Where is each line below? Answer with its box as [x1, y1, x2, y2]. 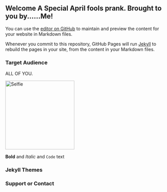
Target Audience [5, 59, 47, 66]
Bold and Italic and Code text [5, 154, 65, 160]
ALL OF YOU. [5, 71, 33, 77]
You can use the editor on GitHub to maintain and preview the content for [5, 25, 159, 32]
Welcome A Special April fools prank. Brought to [5, 4, 162, 13]
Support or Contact [5, 180, 55, 187]
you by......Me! [5, 12, 54, 21]
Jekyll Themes [5, 167, 43, 174]
